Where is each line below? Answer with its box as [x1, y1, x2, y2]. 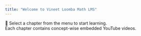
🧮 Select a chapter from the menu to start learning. [5, 20, 107, 26]
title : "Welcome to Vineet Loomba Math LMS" [5, 7, 97, 12]
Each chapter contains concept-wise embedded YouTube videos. [5, 25, 137, 31]
